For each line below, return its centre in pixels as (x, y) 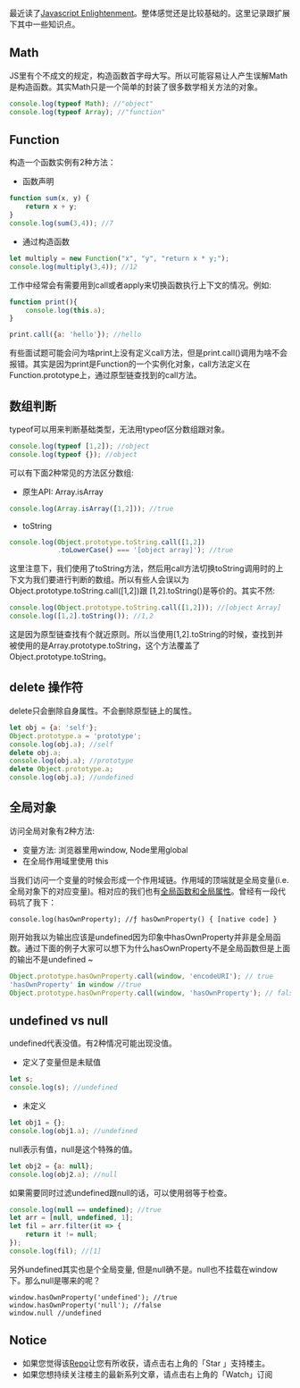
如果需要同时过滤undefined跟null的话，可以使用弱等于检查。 (121, 1192)
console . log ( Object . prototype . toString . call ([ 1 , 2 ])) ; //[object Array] (145, 608)
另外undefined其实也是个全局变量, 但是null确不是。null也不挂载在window (144, 1269)
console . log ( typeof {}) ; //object (74, 454)
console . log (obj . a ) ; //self (62, 744)
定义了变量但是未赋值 (61, 1063)
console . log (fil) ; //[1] (55, 1251)
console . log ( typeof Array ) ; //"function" (87, 112)
